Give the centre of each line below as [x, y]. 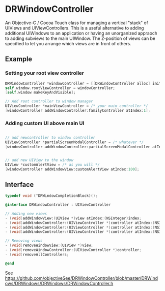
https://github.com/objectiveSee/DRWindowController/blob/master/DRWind [82, 278]
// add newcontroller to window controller [50, 138]
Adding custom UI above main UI [45, 123]
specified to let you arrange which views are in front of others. [68, 43]
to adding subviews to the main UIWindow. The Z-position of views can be [80, 38]
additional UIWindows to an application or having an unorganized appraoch [81, 33]
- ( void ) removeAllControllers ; [37, 255]
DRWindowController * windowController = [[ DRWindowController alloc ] [78, 83]
